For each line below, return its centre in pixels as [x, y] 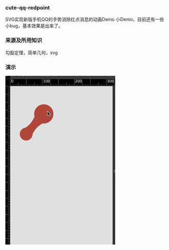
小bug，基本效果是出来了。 [34, 26]
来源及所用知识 [24, 40]
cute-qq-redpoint [28, 8]
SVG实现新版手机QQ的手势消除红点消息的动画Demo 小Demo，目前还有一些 [85, 19]
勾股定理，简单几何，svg [31, 52]
